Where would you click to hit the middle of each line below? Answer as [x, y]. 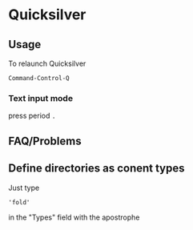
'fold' [19, 202]
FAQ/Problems [45, 141]
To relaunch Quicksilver [47, 63]
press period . [32, 116]
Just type [24, 188]
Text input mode [41, 98]
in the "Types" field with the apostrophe [74, 217]
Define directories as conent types [97, 169]
